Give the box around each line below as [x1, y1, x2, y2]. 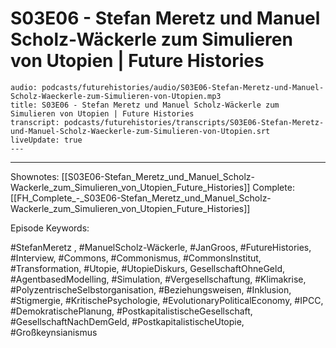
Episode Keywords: [10, 222, 90, 234]
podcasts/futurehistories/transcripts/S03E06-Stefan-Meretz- [63, 117, 325, 127]
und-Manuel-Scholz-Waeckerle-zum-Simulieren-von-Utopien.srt [10, 126, 271, 136]
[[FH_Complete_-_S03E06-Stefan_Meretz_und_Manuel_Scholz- [10, 192, 272, 204]
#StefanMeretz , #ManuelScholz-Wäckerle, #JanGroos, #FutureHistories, [10, 241, 312, 253]
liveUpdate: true [10, 135, 83, 145]
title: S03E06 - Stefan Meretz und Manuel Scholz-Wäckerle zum [10, 100, 280, 110]
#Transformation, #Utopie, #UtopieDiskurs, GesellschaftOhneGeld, [10, 262, 286, 274]
